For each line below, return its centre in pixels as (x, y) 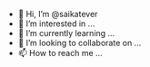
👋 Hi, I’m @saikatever (58, 14)
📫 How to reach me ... (60, 53)
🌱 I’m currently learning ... (66, 33)
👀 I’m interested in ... (56, 24)
